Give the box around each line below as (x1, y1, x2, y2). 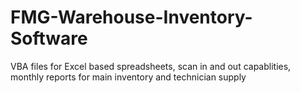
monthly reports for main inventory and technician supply (10, 71, 247, 83)
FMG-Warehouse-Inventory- (10, 6, 253, 29)
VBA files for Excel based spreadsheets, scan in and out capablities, (10, 60, 292, 72)
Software (10, 27, 88, 50)
